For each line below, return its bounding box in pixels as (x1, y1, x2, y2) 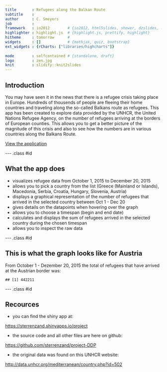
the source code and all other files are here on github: (12, 333, 123, 339)
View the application (5, 140, 47, 146)
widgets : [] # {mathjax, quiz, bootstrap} (5, 40, 130, 45)
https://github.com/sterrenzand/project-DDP (5, 342, 96, 348)
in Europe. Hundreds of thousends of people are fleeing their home (5, 99, 143, 105)
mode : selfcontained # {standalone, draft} (5, 53, 114, 59)
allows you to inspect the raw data (12, 225, 83, 231)
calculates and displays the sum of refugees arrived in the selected (12, 214, 150, 221)
